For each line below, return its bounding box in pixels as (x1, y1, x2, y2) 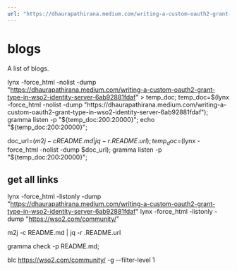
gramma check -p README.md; (7, 242, 100, 251)
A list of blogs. (7, 64, 49, 73)
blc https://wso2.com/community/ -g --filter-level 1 (7, 255, 155, 265)
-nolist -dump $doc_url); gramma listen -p (39, 145, 162, 154)
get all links (7, 174, 59, 186)
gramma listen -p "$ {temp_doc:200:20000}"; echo (7, 115, 155, 124)
